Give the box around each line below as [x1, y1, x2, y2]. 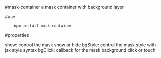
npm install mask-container [14, 23, 72, 28]
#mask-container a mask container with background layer [5, 4, 124, 10]
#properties [5, 32, 29, 38]
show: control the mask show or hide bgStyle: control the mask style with [5, 42, 156, 48]
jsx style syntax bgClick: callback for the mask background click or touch [5, 47, 156, 53]
